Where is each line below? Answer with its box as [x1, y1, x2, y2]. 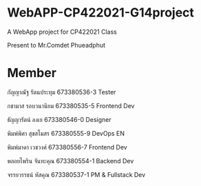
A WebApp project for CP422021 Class [7, 28, 117, 36]
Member [7, 65, 57, 81]
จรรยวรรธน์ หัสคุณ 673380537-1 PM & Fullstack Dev [7, 170, 146, 178]
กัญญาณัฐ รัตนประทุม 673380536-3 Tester [7, 87, 116, 96]
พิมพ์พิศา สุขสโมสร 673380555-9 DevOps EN [7, 129, 125, 137]
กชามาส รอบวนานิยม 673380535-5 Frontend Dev [7, 101, 135, 110]
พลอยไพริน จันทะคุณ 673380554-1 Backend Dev [7, 156, 134, 165]
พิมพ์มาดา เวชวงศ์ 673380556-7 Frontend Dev [7, 143, 127, 151]
